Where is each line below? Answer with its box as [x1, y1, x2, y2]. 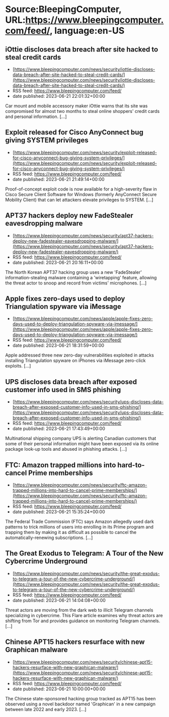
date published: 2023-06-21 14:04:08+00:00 [12, 597, 106, 603]
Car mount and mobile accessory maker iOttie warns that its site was [5, 103, 148, 109]
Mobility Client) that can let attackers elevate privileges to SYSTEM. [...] [5, 197, 153, 203]
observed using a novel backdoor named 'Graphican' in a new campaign [5, 701, 156, 707]
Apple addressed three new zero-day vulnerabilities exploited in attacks [5, 352, 154, 358]
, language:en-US [49, 25, 125, 36]
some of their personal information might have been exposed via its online [5, 441, 159, 447]
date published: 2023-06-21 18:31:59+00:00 [12, 342, 105, 348]
